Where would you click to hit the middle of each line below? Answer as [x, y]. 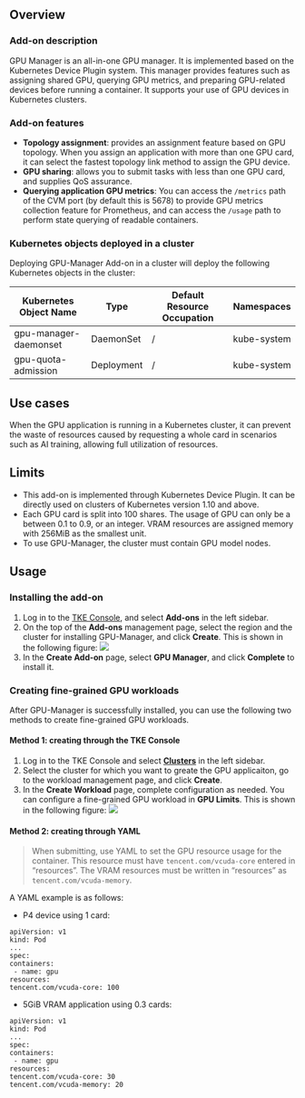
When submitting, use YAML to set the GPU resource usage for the [157, 851]
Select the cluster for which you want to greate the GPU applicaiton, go [155, 771]
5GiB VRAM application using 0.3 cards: [97, 1004]
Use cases [39, 403]
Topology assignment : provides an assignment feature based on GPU [154, 142]
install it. [38, 666]
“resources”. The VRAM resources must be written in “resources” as [159, 871]
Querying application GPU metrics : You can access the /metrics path [154, 191]
